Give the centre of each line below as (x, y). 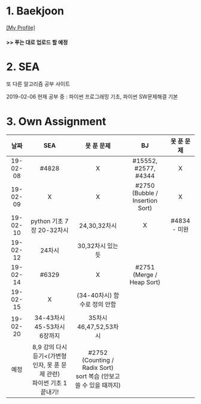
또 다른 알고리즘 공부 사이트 (38, 84)
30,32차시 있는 (98, 246)
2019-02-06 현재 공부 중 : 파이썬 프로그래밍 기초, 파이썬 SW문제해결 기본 (92, 97)
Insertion (145, 201)
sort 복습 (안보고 (98, 376)
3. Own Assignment (56, 121)
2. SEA (23, 67)
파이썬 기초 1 (50, 383)
